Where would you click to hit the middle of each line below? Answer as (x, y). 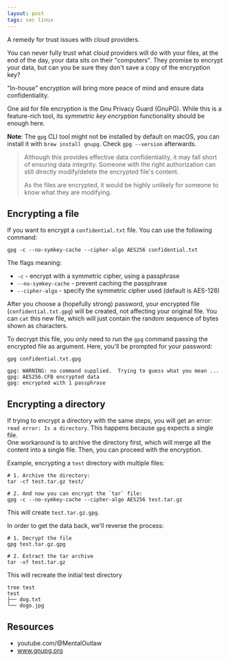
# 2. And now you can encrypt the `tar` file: (75, 494)
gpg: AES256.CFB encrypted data (53, 377)
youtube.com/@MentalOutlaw (59, 643)
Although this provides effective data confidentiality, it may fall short (120, 157)
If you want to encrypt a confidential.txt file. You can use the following (110, 230)
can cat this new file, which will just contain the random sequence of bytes (113, 318)
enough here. (26, 123)
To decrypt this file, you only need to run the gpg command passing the (107, 339)
